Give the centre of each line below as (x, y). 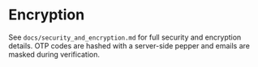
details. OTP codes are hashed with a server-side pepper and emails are (129, 45)
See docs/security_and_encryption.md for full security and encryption (125, 37)
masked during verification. (54, 54)
